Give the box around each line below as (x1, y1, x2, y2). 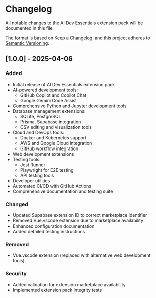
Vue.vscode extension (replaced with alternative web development (12, 252, 151, 258)
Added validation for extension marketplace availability (12, 281, 126, 287)
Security (5, 270, 27, 277)
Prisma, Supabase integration (20, 119, 81, 125)
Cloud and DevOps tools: (12, 129, 64, 135)
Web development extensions (12, 151, 74, 157)
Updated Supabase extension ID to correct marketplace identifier (12, 212, 147, 218)
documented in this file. (5, 25, 54, 31)
